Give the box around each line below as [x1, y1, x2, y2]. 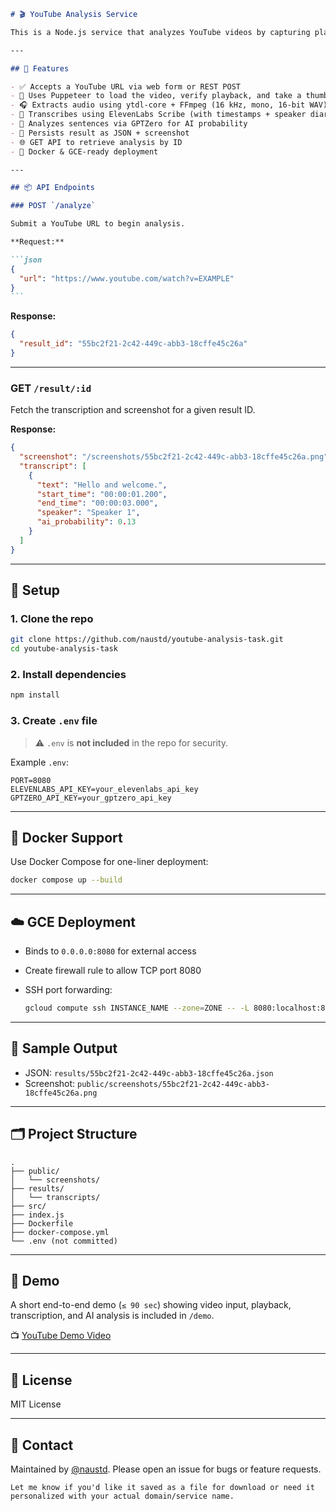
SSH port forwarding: [24, 984, 113, 996]
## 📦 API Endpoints [10, 183, 95, 193]
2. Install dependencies [10, 668, 127, 682]
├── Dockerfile [10, 1218, 74, 1229]
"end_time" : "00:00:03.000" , [36, 498, 159, 509]
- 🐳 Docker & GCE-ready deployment [10, 146, 159, 157]
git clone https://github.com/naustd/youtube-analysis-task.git [10, 635, 284, 645]
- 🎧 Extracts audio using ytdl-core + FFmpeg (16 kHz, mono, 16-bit [10, 100, 306, 110]
